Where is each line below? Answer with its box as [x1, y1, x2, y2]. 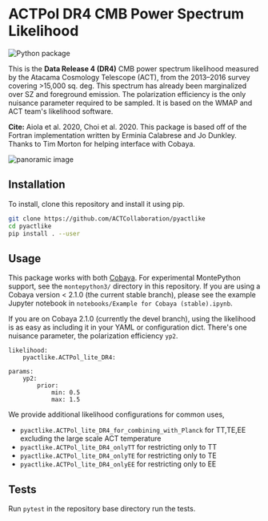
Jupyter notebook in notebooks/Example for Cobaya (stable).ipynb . [8, 298, 234, 309]
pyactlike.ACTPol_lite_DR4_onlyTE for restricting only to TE [19, 450, 218, 461]
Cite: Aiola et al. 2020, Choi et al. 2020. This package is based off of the [8, 122, 247, 131]
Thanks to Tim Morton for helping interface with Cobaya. [8, 139, 196, 148]
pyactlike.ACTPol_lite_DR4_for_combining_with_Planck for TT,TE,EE [19, 426, 246, 435]
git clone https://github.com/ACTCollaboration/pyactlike [8, 214, 206, 223]
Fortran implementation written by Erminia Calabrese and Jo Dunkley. [8, 130, 238, 140]
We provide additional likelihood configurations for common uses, [8, 410, 226, 419]
